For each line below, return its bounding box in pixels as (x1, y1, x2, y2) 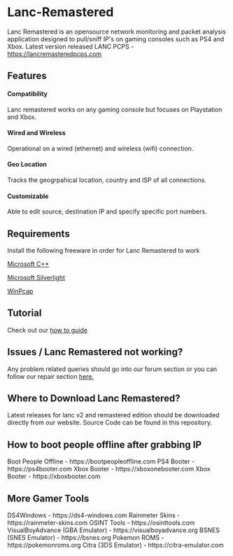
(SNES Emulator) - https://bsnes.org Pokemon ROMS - (7, 534, 164, 542)
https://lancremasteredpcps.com (7, 50, 102, 58)
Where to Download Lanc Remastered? (7, 392, 181, 404)
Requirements (7, 228, 70, 239)
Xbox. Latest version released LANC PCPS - (7, 42, 134, 50)
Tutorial (7, 307, 42, 319)
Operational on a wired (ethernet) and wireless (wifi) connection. (7, 144, 194, 153)
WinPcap (7, 286, 34, 295)
